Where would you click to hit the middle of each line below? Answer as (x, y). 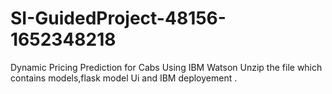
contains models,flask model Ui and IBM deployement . (124, 78)
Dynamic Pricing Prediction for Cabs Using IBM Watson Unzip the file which (166, 67)
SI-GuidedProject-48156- (118, 18)
